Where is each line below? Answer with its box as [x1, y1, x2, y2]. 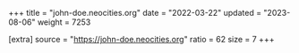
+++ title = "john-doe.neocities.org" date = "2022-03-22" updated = [8, 8, 261, 18]
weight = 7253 [37, 17, 91, 27]
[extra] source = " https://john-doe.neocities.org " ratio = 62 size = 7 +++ [8, 34, 275, 44]
